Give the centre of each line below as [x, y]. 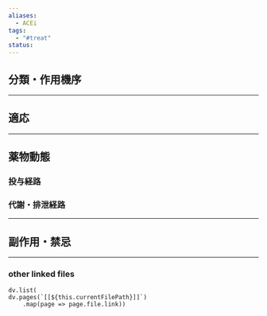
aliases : [23, 16]
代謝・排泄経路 [37, 205]
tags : [17, 30]
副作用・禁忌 [40, 242]
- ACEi [26, 23]
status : [21, 45]
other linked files [42, 274]
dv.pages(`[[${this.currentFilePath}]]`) [78, 298]
